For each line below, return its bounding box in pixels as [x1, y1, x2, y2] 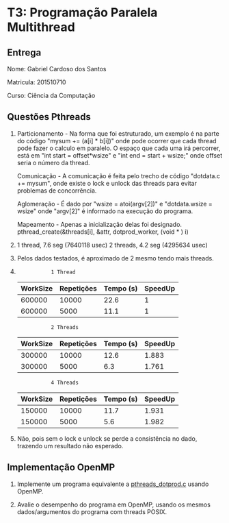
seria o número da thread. [16, 158, 90, 167]
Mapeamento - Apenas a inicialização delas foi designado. [16, 220, 183, 228]
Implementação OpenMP [7, 461, 116, 474]
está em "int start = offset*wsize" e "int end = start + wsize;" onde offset [16, 151, 223, 159]
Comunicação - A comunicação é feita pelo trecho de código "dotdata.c [16, 171, 221, 180]
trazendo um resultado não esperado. [16, 441, 124, 450]
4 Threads [51, 379, 79, 386]
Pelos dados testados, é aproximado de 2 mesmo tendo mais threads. [16, 254, 214, 262]
